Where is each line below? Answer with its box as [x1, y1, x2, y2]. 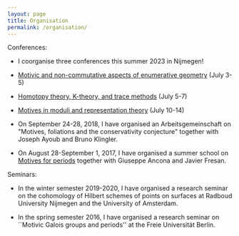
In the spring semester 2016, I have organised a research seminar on [17, 213, 220, 222]
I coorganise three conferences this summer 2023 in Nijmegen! [17, 57, 204, 66]
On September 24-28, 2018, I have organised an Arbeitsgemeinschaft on [17, 120, 232, 128]
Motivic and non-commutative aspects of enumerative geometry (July [17, 71, 224, 79]
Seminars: [7, 170, 37, 179]
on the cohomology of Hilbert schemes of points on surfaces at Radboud [17, 192, 233, 200]
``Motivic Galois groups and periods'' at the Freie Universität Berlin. [17, 220, 215, 229]
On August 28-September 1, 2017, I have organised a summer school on [17, 149, 229, 158]
